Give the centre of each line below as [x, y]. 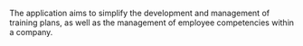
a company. [31, 32]
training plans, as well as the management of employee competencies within [152, 23]
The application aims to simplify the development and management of [139, 13]
